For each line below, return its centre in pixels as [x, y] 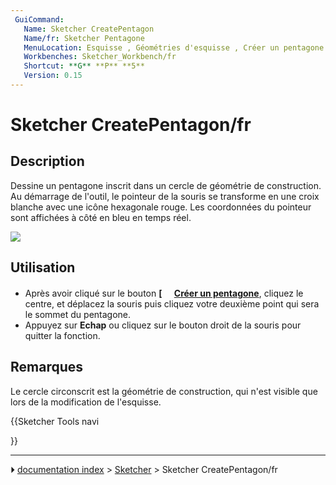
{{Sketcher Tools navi [55, 421]
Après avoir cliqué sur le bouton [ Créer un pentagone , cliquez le [164, 293]
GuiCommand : [39, 19]
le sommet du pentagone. [78, 314]
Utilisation [43, 267]
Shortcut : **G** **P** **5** [84, 66]
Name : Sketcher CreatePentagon [89, 29]
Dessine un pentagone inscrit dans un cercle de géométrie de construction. [166, 185]
